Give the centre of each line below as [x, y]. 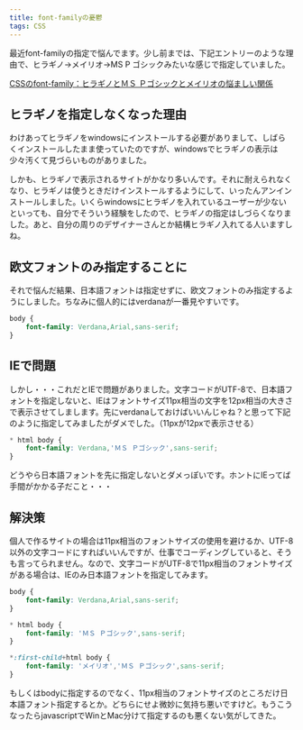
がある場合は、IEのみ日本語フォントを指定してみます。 [111, 575]
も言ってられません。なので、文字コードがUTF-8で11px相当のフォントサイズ [151, 563]
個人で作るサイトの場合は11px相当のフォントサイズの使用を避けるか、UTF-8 [151, 541]
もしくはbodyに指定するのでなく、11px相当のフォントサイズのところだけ [145, 693]
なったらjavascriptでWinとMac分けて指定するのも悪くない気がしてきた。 [145, 715]
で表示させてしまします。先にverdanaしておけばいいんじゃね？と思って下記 [150, 412]
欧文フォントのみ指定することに [98, 267]
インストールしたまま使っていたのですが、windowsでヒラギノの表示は [147, 149]
